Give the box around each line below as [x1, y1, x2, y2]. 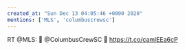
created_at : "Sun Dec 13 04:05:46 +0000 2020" [7, 10, 143, 17]
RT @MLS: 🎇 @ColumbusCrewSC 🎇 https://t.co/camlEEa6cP [7, 35, 178, 43]
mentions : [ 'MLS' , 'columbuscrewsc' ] [7, 16, 116, 23]
